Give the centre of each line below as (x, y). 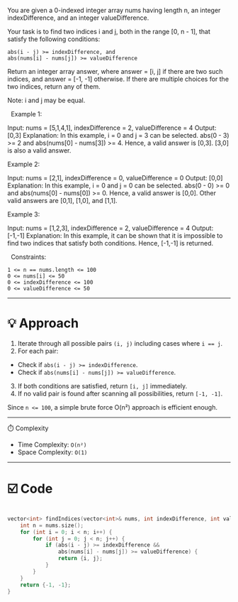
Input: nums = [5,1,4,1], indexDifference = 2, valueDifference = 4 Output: (112, 128)
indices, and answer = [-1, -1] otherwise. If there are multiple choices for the (118, 79)
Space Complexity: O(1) (52, 452)
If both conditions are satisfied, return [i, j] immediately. (102, 385)
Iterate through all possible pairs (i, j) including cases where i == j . (120, 343)
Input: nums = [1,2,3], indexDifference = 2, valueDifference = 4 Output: (110, 228)
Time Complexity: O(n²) (52, 444)
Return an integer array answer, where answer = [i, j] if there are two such (115, 71)
